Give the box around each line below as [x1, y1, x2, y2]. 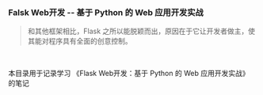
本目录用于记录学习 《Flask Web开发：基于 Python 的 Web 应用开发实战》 [8, 69, 250, 78]
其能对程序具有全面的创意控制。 [27, 36, 132, 46]
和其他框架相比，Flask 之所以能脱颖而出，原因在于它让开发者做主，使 [27, 26, 256, 36]
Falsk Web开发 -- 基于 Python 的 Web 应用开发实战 [8, 6, 204, 17]
